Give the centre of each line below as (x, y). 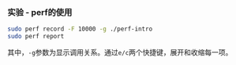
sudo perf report (36, 37)
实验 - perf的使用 (40, 12)
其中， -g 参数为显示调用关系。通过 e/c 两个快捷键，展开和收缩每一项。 (120, 52)
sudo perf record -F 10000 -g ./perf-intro (80, 29)
